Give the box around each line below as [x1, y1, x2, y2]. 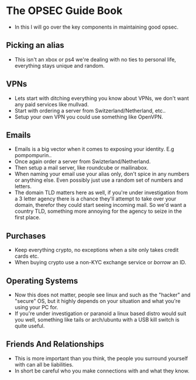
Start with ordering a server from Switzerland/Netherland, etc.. [14, 107, 166, 114]
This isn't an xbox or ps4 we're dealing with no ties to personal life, [14, 56, 177, 63]
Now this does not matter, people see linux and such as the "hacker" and [14, 291, 191, 298]
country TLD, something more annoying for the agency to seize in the [14, 208, 183, 215]
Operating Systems [6, 276, 78, 286]
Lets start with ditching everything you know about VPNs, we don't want [14, 95, 189, 102]
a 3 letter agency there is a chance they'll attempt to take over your [14, 195, 177, 202]
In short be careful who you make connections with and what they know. [14, 367, 190, 374]
